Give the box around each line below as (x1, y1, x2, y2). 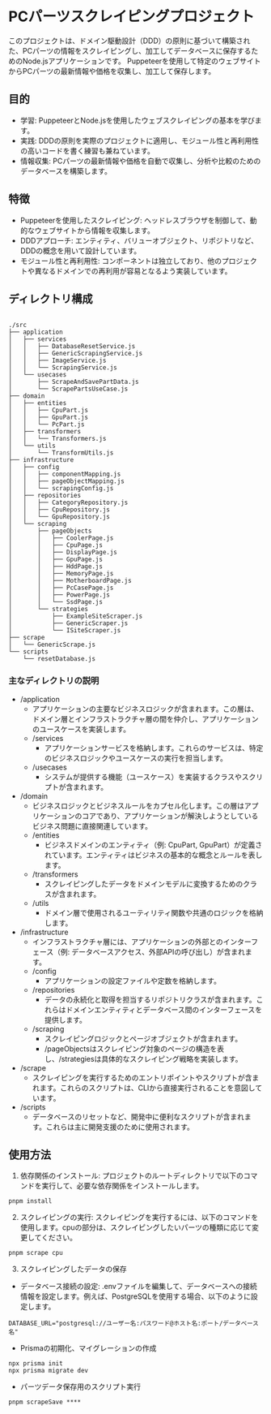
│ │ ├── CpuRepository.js (8, 506, 111, 514)
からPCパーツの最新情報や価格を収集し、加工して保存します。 (8, 66, 216, 75)
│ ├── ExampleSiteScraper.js (8, 612, 143, 621)
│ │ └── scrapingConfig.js (8, 485, 114, 493)
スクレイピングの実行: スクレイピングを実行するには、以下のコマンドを (19, 1213, 259, 1222)
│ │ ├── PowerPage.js (8, 591, 111, 599)
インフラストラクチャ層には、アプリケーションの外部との (32, 937, 224, 946)
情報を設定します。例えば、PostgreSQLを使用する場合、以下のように (19, 1291, 251, 1301)
